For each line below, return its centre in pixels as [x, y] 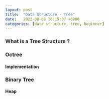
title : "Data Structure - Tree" [40, 14]
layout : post [19, 10]
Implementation [22, 66]
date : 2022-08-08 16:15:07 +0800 [42, 19]
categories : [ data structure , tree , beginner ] [55, 24]
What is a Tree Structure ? [38, 41]
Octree [14, 54]
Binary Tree [20, 79]
